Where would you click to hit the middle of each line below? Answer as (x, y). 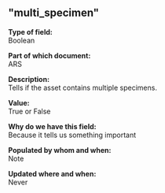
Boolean (22, 40)
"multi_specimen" (54, 13)
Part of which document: (49, 55)
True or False (29, 111)
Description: (29, 79)
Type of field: (30, 32)
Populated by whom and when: (60, 150)
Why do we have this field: (52, 126)
